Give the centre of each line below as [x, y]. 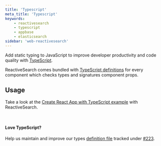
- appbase [24, 32]
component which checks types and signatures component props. [72, 75]
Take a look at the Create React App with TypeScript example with [71, 102]
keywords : [15, 18]
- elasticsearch [30, 37]
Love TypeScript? [23, 128]
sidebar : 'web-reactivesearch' [37, 41]
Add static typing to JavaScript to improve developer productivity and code [81, 55]
